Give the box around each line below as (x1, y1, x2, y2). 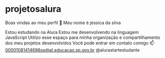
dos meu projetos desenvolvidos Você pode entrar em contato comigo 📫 (5, 40, 155, 46)
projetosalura (5, 3, 62, 15)
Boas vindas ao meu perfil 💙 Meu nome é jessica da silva (5, 20, 121, 26)
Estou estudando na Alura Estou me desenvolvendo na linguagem (5, 29, 139, 35)
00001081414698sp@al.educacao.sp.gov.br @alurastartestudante (5, 47, 140, 53)
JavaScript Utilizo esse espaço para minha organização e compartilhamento (5, 34, 161, 40)
